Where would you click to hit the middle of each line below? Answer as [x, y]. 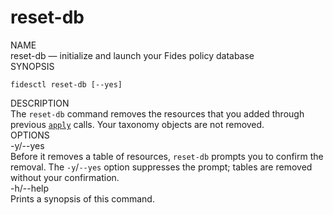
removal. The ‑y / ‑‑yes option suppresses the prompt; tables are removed [161, 167]
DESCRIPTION [40, 103]
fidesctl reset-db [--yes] [66, 84]
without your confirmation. [65, 177]
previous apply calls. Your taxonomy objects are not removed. [137, 124]
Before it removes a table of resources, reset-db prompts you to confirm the [167, 156]
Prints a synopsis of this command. [82, 198]
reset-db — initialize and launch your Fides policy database [132, 55]
